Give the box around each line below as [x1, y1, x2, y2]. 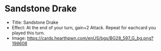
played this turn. [11, 30, 45, 36]
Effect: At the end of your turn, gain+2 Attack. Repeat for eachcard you [11, 24, 157, 30]
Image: [11, 35, 26, 41]
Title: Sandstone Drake [11, 19, 59, 25]
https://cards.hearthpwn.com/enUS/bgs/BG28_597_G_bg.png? [27, 35, 154, 41]
